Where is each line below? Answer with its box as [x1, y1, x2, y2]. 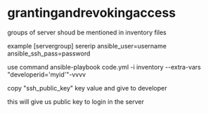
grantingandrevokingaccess [7, 5, 176, 21]
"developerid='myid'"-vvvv [7, 70, 86, 79]
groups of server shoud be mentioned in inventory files [7, 28, 167, 36]
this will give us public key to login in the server [7, 97, 144, 106]
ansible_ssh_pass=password [7, 49, 91, 58]
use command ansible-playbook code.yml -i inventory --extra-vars [7, 62, 202, 71]
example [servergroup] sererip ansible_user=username [7, 41, 167, 50]
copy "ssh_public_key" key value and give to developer [7, 84, 167, 92]
